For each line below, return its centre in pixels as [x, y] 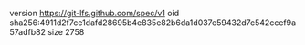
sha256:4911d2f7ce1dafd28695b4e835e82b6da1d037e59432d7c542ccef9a [153, 22]
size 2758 [66, 32]
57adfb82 [27, 32]
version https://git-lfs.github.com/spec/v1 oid [95, 13]
